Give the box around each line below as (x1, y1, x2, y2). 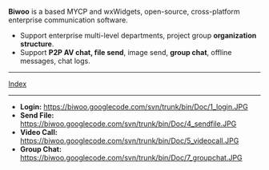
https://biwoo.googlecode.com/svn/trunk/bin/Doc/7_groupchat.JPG (19, 153, 243, 162)
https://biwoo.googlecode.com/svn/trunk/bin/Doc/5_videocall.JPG (19, 136, 239, 145)
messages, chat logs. (19, 56, 90, 65)
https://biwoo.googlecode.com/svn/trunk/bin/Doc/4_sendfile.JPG (19, 119, 237, 128)
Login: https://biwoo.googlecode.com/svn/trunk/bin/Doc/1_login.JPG (19, 102, 248, 111)
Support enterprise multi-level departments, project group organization (19, 31, 257, 40)
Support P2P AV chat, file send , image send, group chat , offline (19, 48, 232, 57)
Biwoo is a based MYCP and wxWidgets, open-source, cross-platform (8, 7, 240, 16)
